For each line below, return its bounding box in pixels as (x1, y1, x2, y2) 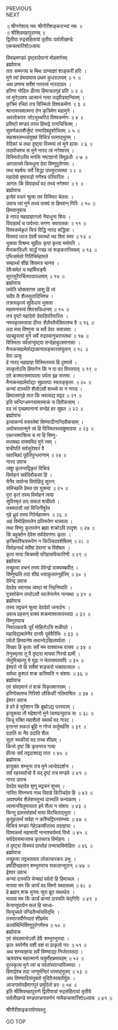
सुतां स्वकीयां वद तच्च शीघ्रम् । (6, 736, 62, 743)
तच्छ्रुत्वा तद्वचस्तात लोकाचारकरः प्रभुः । (6, 856, 77, 862)
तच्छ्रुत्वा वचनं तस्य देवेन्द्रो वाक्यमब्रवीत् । (6, 564, 79, 571)
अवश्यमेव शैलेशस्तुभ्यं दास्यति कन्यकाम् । (6, 796, 81, 803)
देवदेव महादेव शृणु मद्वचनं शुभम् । (6, 783, 65, 789)
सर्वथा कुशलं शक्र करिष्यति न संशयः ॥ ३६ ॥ (6, 670, 88, 677)
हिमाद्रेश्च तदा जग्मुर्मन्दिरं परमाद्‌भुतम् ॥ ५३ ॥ (6, 968, 88, 975)
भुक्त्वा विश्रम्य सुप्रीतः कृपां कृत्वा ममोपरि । (6, 240, 80, 247)
